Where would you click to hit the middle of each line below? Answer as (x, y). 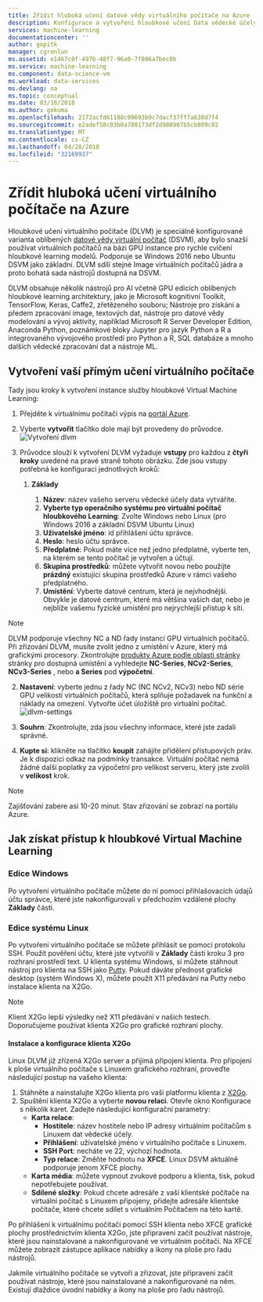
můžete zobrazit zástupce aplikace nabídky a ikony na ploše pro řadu (120, 1249)
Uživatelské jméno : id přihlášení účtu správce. (118, 533)
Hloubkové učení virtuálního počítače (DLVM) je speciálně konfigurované (126, 232)
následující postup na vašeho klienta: (68, 1078)
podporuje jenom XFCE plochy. (93, 1168)
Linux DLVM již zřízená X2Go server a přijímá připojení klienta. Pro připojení (130, 1061)
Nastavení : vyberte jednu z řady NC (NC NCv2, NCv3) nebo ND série (131, 687)
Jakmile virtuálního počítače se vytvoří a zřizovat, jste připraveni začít (121, 1273)
